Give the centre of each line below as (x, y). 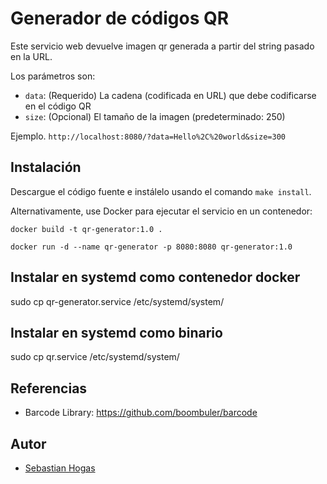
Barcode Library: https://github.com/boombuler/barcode (141, 413)
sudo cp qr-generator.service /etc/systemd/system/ (117, 301)
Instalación (46, 167)
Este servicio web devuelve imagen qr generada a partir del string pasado (162, 46)
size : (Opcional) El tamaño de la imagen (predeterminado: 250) (155, 116)
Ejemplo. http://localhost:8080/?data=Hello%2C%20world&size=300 (148, 136)
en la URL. (31, 56)
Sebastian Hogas (60, 468)
